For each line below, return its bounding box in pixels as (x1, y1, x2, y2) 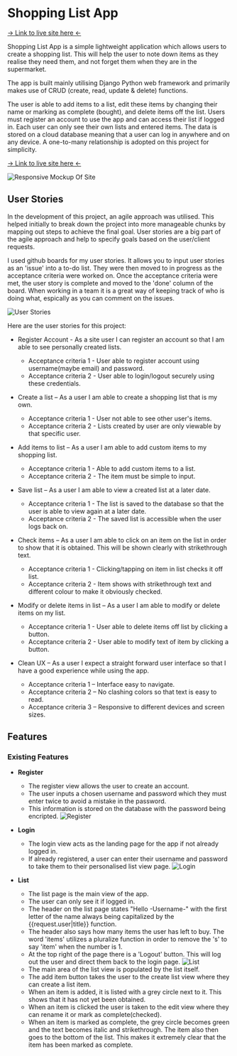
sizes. (28, 710, 46, 719)
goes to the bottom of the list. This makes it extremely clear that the (28, 1033, 226, 1042)
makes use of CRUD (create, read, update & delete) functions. (7, 86, 188, 94)
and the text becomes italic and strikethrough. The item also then (28, 1025, 219, 1034)
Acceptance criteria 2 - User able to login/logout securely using (28, 371, 215, 380)
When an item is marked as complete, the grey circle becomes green (28, 1018, 230, 1027)
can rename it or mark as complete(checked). (28, 1011, 162, 1019)
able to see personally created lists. (17, 342, 122, 351)
